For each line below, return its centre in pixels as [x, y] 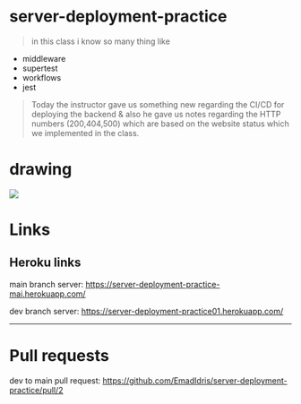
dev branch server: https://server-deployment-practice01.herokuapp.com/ [146, 311]
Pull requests [59, 356]
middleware [44, 58]
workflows [42, 77]
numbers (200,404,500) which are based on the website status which [160, 124]
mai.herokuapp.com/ [48, 294]
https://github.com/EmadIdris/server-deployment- [195, 380]
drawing [41, 170]
